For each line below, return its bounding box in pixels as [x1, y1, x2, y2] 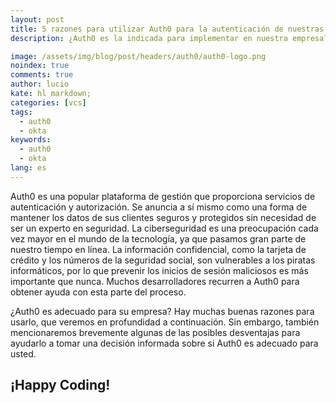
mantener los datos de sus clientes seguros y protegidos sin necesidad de [10, 211, 317, 223]
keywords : [10, 135, 52, 145]
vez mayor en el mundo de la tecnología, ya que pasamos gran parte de [10, 232, 307, 245]
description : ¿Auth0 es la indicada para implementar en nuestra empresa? [10, 33, 329, 43]
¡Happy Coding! [10, 377, 111, 394]
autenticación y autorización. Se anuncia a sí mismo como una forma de [10, 201, 308, 213]
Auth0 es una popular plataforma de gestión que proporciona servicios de [10, 190, 316, 202]
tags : [10, 107, 33, 117]
